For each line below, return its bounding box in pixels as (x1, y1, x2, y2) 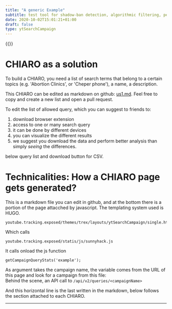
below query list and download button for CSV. (5, 153, 104, 159)
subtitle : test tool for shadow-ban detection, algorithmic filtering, (5, 12, 161, 17)
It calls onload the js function (5, 248, 67, 254)
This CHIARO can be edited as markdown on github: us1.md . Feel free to (5, 91, 158, 97)
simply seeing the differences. (12, 143, 77, 150)
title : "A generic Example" (5, 7, 66, 13)
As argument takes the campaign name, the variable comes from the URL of (5, 267, 165, 273)
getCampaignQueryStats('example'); (5, 258, 81, 263)
